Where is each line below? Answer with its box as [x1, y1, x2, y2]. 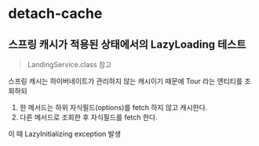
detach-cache [8, 5, 103, 23]
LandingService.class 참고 [27, 60, 112, 69]
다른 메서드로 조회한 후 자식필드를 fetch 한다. [19, 112, 159, 122]
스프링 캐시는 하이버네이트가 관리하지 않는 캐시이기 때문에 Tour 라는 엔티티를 [8, 77, 243, 86]
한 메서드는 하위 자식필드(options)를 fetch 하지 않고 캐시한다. [19, 103, 208, 112]
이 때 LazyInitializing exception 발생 [8, 130, 122, 138]
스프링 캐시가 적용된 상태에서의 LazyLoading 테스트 [8, 37, 246, 51]
